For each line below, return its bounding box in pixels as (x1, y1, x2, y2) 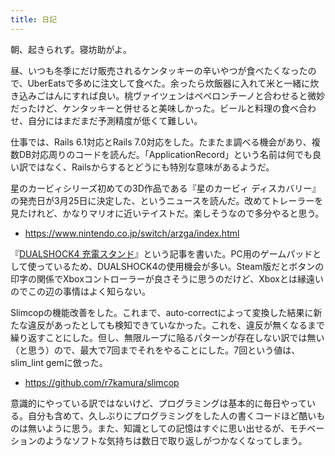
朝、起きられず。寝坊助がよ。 (10, 43, 132, 55)
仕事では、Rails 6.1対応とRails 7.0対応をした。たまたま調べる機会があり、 (10, 136, 312, 148)
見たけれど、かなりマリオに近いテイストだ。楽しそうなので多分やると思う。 (10, 207, 325, 219)
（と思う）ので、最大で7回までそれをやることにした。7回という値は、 (10, 344, 301, 356)
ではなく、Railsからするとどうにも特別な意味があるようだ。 (27, 161, 275, 173)
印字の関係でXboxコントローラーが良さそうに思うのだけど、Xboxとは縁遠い (10, 272, 324, 285)
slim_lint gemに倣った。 (10, 356, 108, 368)
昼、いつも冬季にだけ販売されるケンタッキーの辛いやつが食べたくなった (10, 64, 308, 76)
